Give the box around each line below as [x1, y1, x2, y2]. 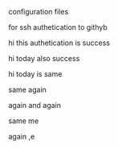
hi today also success [8, 54, 80, 63]
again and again [8, 101, 62, 110]
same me [8, 116, 39, 126]
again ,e [8, 132, 35, 141]
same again [8, 85, 47, 94]
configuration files [8, 7, 69, 16]
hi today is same [8, 69, 63, 79]
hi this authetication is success [8, 38, 111, 48]
